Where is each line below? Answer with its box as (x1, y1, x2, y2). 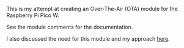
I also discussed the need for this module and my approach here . (6, 35, 170, 42)
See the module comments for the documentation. (6, 24, 133, 30)
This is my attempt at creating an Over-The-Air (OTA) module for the (6, 5, 178, 12)
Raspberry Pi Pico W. (6, 12, 59, 19)
